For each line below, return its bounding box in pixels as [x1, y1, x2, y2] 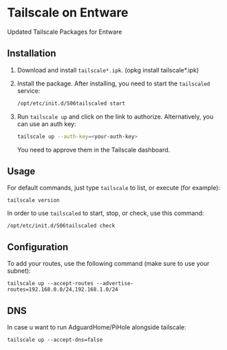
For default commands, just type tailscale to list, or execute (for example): [7, 184, 221, 192]
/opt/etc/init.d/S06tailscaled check [7, 223, 116, 229]
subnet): [7, 267, 31, 275]
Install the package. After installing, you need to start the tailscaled [17, 79, 210, 87]
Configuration [7, 241, 69, 253]
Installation [7, 48, 56, 59]
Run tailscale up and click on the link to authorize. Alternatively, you [17, 112, 214, 121]
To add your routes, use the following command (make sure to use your [7, 260, 210, 268]
